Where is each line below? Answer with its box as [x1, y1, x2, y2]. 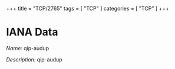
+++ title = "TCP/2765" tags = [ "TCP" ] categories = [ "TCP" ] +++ [6, 5, 170, 12]
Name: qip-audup [6, 44, 49, 51]
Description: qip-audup [6, 56, 63, 63]
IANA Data [6, 26, 58, 39]
